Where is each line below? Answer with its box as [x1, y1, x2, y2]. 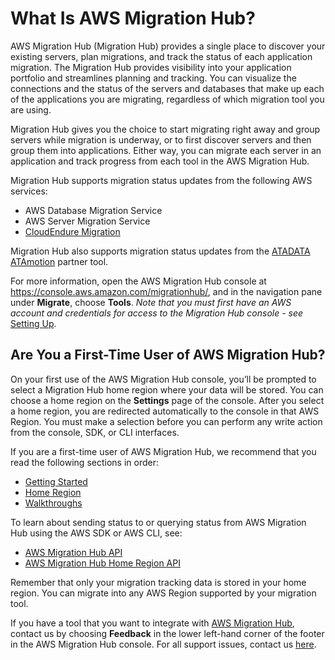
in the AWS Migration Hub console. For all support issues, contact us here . [10, 638, 317, 650]
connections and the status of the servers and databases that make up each [10, 82, 325, 94]
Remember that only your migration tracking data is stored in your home [10, 576, 307, 588]
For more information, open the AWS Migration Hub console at [10, 275, 267, 287]
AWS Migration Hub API [24, 546, 123, 558]
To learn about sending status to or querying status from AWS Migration [10, 516, 307, 528]
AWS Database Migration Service [24, 204, 163, 216]
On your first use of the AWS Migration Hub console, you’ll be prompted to [10, 373, 317, 385]
